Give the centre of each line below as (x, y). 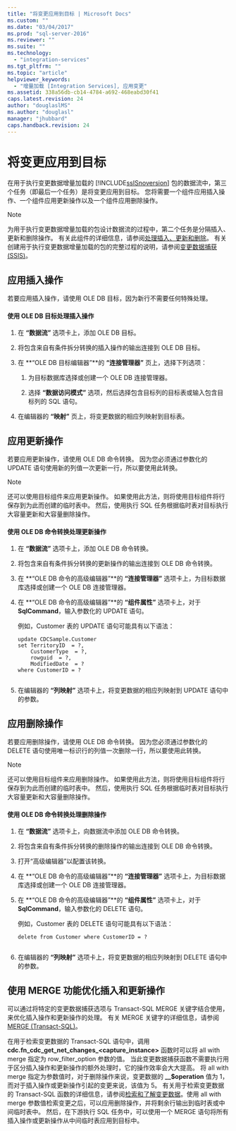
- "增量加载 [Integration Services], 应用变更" (81, 86)
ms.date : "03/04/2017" (41, 27)
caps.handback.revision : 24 (49, 125)
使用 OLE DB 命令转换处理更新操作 (57, 531)
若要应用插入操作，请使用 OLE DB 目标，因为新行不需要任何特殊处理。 (110, 298)
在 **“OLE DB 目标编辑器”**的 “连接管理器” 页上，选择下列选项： (112, 363)
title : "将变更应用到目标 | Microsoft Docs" (69, 14)
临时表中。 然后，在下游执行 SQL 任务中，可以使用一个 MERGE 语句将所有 (121, 1112)
